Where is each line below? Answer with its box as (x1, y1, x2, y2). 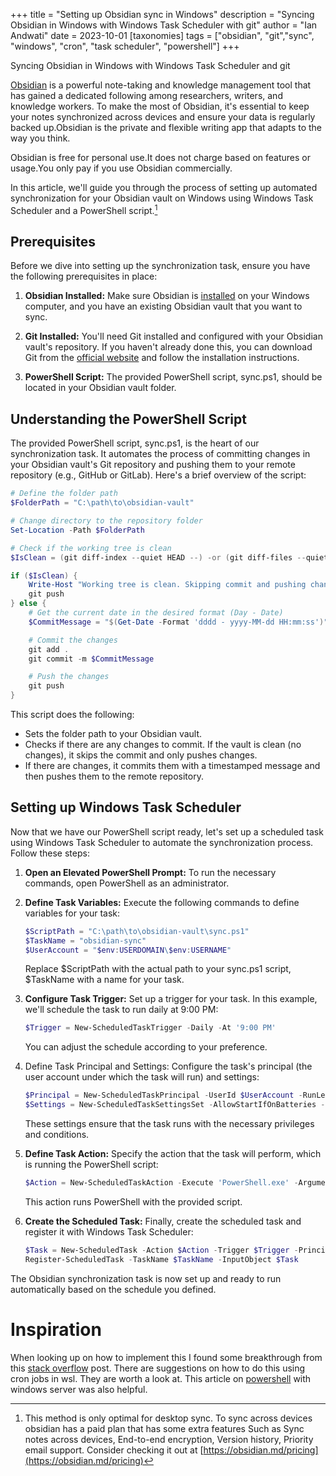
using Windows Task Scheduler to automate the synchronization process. (10, 836, 314, 848)
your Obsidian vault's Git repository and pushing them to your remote (10, 459, 296, 471)
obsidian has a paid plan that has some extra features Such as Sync (24, 1422, 305, 1434)
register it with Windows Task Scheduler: (24, 1225, 194, 1238)
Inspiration (10, 1318, 102, 1341)
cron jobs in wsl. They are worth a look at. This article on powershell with (10, 1372, 312, 1384)
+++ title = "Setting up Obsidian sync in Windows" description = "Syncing (10, 9, 315, 20)
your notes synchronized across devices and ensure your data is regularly (10, 111, 316, 123)
